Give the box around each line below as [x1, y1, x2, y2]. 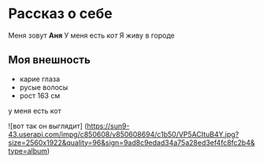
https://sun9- [86, 121, 130, 130]
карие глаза [19, 74, 61, 83]
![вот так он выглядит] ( [8, 121, 87, 130]
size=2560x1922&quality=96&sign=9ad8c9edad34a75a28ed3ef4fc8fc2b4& [8, 138, 255, 147]
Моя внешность [8, 53, 91, 67]
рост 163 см [19, 91, 61, 100]
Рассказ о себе [8, 5, 113, 23]
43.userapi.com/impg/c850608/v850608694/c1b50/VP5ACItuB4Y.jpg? [8, 129, 239, 139]
